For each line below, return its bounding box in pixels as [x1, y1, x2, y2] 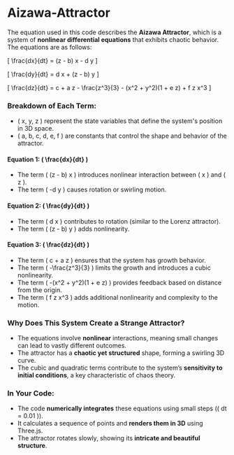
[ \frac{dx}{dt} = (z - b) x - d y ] [7, 56, 98, 64]
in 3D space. [17, 124, 54, 133]
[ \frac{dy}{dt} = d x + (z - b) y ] [7, 70, 99, 78]
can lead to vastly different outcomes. [17, 341, 127, 350]
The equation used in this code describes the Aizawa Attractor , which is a [7, 28, 222, 36]
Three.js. [17, 426, 43, 435]
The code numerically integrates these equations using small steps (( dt [17, 404, 227, 413]
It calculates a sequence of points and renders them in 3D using [17, 419, 203, 428]
